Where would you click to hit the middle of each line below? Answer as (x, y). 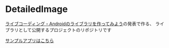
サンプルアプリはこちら (30, 40)
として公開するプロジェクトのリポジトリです (65, 30)
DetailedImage (37, 9)
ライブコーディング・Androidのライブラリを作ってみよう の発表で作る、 (80, 23)
